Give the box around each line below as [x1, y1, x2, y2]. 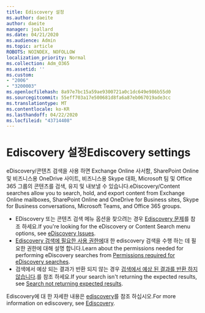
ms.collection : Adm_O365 [6, 60, 70, 66]
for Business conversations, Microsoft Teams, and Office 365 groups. [6, 203, 182, 210]
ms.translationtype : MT [6, 100, 67, 106]
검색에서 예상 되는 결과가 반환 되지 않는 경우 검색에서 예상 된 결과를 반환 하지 [15, 265, 198, 273]
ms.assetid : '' [6, 66, 45, 72]
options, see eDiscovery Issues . [15, 230, 96, 237]
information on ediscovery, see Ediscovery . [6, 299, 115, 307]
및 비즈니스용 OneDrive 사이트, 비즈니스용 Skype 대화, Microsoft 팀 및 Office [6, 175, 192, 182]
